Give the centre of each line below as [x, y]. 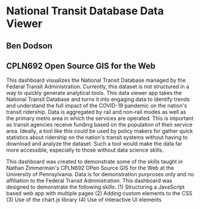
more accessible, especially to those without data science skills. [85, 150]
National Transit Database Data [85, 11]
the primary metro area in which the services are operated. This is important [100, 118]
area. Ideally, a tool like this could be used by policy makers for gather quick [99, 131]
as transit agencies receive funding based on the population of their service [99, 125]
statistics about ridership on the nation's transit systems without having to [97, 137]
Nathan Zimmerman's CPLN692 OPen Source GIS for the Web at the [90, 168]
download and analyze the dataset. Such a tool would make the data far [94, 144]
